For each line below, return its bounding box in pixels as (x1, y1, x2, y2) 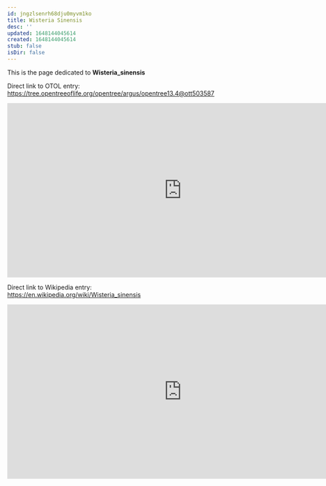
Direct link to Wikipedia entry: (7, 283, 92, 291)
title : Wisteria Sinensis (7, 17, 82, 24)
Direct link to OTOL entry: (7, 82, 80, 90)
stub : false (7, 43, 42, 50)
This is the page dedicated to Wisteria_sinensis (7, 68, 146, 77)
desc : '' (7, 23, 33, 30)
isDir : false (7, 50, 45, 56)
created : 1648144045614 (7, 36, 77, 43)
